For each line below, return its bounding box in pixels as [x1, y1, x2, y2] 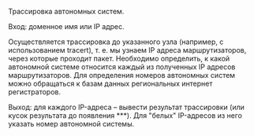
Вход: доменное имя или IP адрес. [8, 22, 125, 31]
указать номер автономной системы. [8, 119, 135, 128]
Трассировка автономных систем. [8, 7, 125, 16]
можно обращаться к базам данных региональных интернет [8, 79, 213, 88]
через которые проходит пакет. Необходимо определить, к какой [8, 54, 230, 63]
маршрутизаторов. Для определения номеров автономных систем [8, 71, 235, 79]
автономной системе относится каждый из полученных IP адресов [8, 62, 236, 72]
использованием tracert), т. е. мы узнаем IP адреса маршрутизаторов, [8, 46, 247, 54]
